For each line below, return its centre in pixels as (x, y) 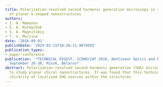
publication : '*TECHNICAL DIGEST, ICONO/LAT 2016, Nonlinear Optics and (80, 59)
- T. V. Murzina (21, 37)
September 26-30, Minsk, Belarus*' (45, 63)
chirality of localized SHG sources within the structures (70, 77)
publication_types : (25, 50)
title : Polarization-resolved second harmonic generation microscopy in (80, 9)
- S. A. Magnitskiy (25, 32)
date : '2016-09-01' (25, 41)
